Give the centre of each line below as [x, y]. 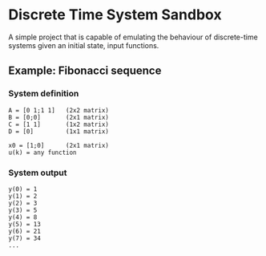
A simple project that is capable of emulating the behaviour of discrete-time [133, 37]
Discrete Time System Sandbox [115, 15]
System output [38, 173]
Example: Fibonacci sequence [85, 71]
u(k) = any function [43, 152]
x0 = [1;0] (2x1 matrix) [59, 145]
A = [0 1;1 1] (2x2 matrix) [59, 110]
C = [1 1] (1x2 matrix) [59, 124]
